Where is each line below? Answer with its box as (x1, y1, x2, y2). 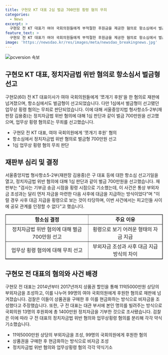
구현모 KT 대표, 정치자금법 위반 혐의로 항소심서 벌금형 (5, 70, 160, 79)
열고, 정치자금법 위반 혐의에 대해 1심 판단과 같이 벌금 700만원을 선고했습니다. (5, 178, 155, 184)
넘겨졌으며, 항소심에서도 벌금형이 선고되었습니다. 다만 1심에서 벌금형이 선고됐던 (5, 100, 159, 106)
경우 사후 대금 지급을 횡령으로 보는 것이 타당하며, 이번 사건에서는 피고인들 (10, 197, 153, 203)
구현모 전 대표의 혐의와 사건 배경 (5, 269, 98, 278)
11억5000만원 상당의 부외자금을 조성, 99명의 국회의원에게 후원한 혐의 (12, 332, 147, 338)
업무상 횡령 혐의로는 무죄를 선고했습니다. (15, 118, 95, 125)
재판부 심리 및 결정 (5, 158, 58, 166)
